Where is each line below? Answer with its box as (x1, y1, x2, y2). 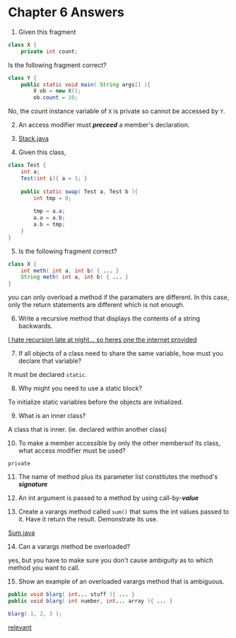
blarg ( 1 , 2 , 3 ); (8, 610, 62, 617)
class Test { (8, 162, 47, 169)
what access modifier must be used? (18, 446, 126, 455)
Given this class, (18, 148, 66, 156)
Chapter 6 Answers (8, 4, 124, 21)
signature (18, 480, 48, 489)
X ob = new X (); (33, 88, 81, 95)
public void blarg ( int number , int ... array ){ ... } (8, 598, 173, 605)
